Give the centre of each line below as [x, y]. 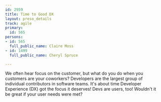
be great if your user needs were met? [44, 94]
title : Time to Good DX [30, 14]
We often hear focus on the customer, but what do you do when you [74, 74]
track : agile [18, 23]
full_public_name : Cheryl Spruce [44, 55]
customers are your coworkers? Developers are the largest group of [74, 78]
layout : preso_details [28, 19]
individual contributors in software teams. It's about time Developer [73, 84]
